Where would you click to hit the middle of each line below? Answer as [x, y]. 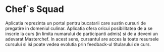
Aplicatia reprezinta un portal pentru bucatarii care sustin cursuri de [76, 23]
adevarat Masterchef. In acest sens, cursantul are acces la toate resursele [82, 39]
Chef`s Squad [35, 9]
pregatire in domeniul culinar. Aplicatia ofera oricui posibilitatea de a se [79, 28]
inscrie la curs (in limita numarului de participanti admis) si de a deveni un [81, 33]
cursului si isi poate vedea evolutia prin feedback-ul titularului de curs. [78, 44]
